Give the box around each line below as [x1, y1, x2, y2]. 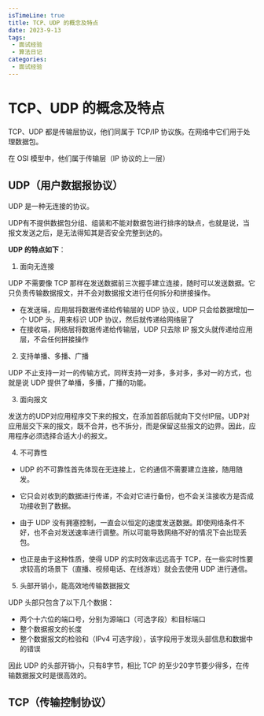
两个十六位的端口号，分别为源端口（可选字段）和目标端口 [19, 614, 206, 624]
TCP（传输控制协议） [8, 695, 112, 709]
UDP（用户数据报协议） [8, 179, 123, 192]
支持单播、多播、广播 [19, 351, 89, 360]
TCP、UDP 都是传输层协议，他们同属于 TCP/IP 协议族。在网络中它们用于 [8, 127, 244, 136]
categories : [8, 56, 47, 64]
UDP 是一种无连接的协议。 [8, 201, 94, 211]
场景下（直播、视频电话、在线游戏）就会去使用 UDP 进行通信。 [46, 564, 252, 573]
